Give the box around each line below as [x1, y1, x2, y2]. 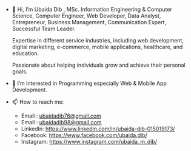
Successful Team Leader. [12, 25, 76, 32]
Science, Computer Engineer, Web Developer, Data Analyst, [12, 12, 161, 19]
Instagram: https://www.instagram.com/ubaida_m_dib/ [21, 138, 158, 145]
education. [12, 50, 39, 57]
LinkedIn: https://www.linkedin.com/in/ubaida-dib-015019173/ [21, 125, 175, 132]
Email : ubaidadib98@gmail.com [21, 119, 102, 126]
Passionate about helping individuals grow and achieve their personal [12, 61, 186, 69]
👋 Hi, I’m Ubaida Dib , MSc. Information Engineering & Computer [12, 6, 173, 13]
